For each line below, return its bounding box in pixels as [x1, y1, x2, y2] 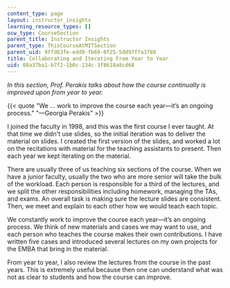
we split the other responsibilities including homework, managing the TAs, [7, 187, 218, 195]
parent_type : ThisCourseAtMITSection [7, 42, 116, 49]
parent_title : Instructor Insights [7, 36, 110, 43]
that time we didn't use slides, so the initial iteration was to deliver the [7, 129, 206, 138]
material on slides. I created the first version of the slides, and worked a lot [7, 136, 220, 145]
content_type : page [7, 10, 64, 17]
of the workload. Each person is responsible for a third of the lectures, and [7, 179, 220, 188]
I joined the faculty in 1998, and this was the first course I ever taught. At [7, 122, 214, 130]
